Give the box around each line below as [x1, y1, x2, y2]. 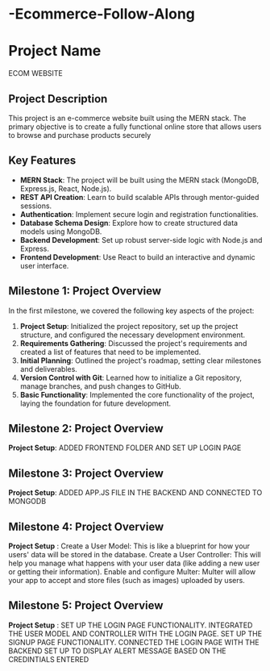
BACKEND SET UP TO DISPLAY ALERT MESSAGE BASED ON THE [8, 646, 226, 656]
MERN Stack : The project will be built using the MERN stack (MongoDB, [19, 175, 260, 185]
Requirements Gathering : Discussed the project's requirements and [19, 338, 247, 348]
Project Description [8, 92, 108, 106]
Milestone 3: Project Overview [8, 466, 164, 480]
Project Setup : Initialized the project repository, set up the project [19, 321, 239, 331]
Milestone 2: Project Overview [8, 421, 164, 436]
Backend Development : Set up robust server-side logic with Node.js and [19, 235, 263, 244]
